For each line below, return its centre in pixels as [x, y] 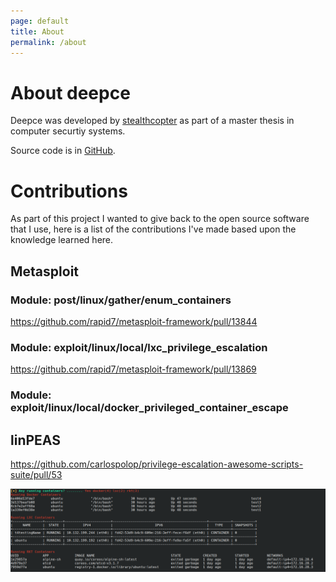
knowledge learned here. [62, 240]
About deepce [70, 92]
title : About [37, 31]
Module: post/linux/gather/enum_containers [121, 300]
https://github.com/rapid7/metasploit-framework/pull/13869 [133, 369]
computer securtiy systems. [68, 131]
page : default [40, 21]
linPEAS [35, 440]
